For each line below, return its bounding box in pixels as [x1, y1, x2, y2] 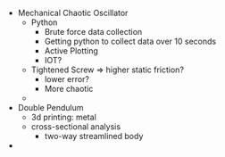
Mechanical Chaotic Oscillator [17, 8, 129, 18]
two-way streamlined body [44, 131, 144, 141]
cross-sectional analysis [30, 121, 121, 132]
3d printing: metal [30, 112, 96, 122]
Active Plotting [44, 45, 98, 56]
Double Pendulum [17, 103, 84, 112]
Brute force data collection [44, 27, 143, 37]
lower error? [44, 74, 90, 84]
